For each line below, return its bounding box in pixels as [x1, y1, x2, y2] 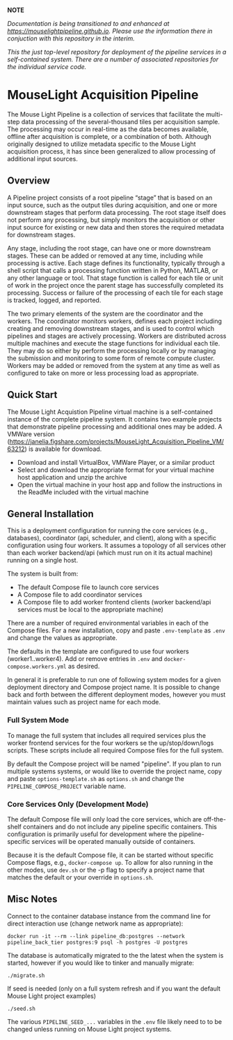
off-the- [203, 815, 226, 823]
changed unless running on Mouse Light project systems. [7, 1025, 172, 1033]
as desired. [67, 662, 100, 671]
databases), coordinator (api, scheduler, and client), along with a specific [7, 534, 217, 542]
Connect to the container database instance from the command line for [7, 912, 211, 920]
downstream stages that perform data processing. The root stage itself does [7, 208, 226, 216]
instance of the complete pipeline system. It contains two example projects [7, 415, 223, 423]
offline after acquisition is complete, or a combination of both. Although [7, 132, 211, 140]
